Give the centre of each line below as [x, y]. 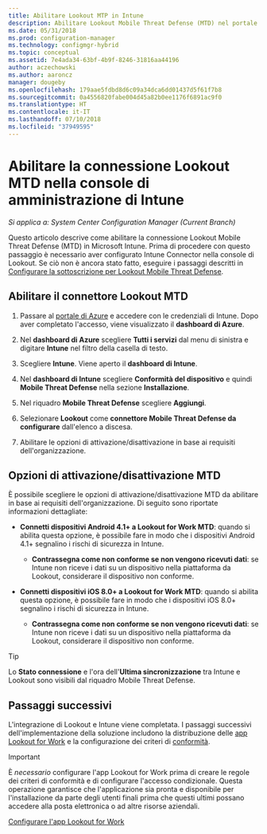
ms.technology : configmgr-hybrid [64, 45]
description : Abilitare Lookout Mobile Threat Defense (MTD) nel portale [133, 23]
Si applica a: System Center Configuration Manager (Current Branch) [122, 222]
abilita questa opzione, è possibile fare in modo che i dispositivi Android [137, 535]
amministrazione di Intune [96, 200]
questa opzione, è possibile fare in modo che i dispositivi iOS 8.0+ [128, 600]
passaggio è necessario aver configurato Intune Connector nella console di [131, 254]
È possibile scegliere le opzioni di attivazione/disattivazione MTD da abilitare [133, 495]
